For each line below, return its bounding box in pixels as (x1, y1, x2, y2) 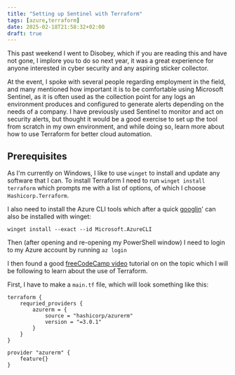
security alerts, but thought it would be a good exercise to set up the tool (7, 115, 217, 124)
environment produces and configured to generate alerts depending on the (7, 100, 224, 109)
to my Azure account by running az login (7, 246, 128, 254)
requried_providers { (20, 300, 83, 308)
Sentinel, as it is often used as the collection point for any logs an (7, 93, 196, 101)
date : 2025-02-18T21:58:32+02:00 (7, 23, 105, 30)
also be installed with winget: (7, 212, 91, 221)
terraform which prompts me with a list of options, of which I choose (7, 184, 206, 192)
